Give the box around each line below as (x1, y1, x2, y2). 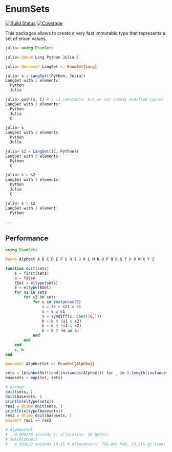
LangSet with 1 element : (5, 205, 58, 211)
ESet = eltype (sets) (14, 280, 58, 286)
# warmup (5, 385, 24, 390)
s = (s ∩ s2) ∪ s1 (41, 304, 81, 309)
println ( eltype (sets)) (5, 399, 54, 404)
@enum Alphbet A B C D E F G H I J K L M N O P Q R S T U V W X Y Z (5, 257, 155, 262)
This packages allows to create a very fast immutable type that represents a (5, 30, 165, 36)
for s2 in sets (24, 295, 56, 300)
